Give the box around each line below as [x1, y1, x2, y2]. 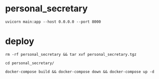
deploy [5, 36, 35, 47]
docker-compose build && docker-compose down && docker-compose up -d [5, 69, 155, 74]
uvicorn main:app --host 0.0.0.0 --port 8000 [5, 19, 101, 24]
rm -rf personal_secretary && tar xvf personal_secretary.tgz [5, 52, 137, 57]
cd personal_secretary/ [5, 60, 55, 66]
